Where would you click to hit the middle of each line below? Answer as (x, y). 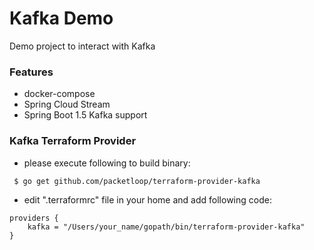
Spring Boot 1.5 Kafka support (85, 115)
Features (31, 72)
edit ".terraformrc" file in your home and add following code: (147, 199)
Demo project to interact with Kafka (82, 46)
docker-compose (59, 94)
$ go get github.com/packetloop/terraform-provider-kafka (137, 181)
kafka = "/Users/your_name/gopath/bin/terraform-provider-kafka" (166, 227)
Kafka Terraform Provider (73, 141)
